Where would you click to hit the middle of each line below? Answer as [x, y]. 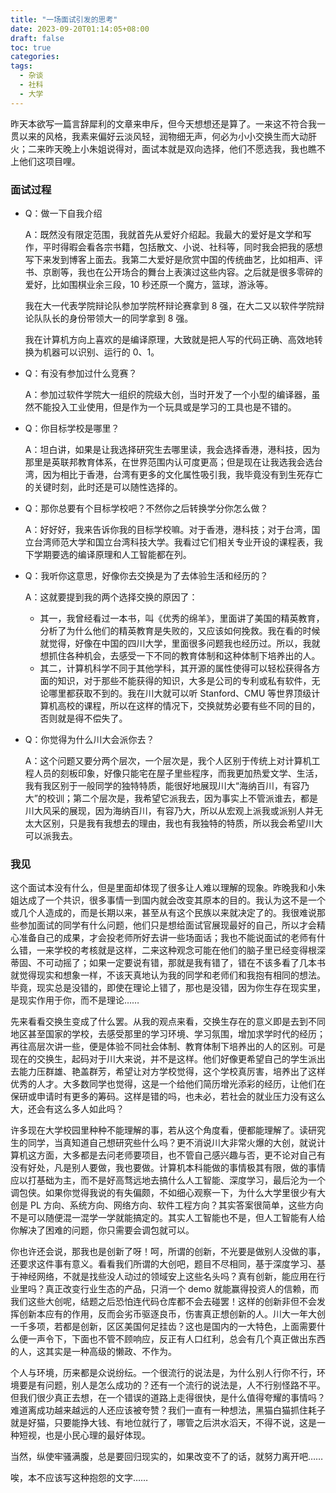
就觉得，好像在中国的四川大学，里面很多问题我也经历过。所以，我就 [180, 643]
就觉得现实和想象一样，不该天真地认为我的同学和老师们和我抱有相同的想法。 [168, 975]
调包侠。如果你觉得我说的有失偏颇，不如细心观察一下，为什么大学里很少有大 [168, 1193]
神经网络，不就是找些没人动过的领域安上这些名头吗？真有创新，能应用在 [167, 1277]
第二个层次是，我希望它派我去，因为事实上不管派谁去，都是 [195, 798]
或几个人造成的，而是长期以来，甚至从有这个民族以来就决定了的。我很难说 [163, 913]
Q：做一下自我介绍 [63, 213]
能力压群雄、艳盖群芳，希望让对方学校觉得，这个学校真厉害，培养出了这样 [172, 1072]
